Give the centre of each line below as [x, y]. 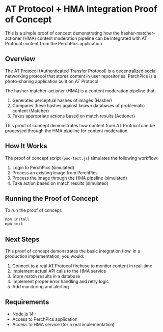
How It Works [26, 146]
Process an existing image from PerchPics [55, 172]
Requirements [27, 302]
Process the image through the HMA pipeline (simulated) [69, 178]
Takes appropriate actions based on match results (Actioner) [73, 116]
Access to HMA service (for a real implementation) [63, 324]
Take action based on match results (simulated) [60, 183]
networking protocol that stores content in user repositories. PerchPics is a [81, 76]
